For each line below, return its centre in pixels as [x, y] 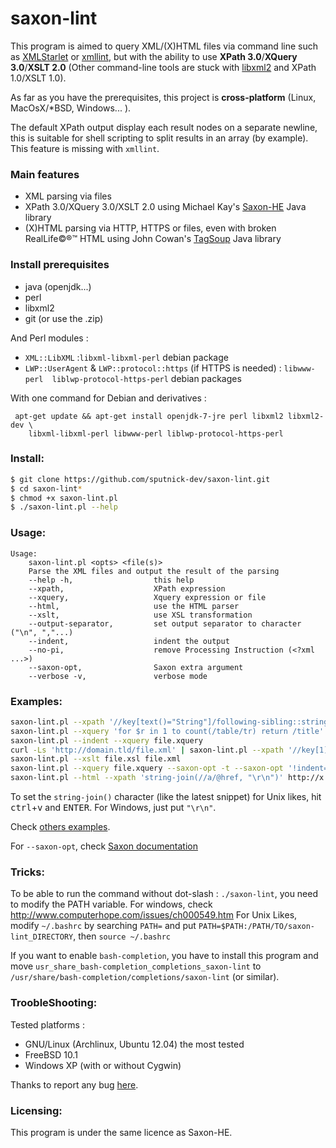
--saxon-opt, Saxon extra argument [136, 667]
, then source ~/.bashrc [122, 936]
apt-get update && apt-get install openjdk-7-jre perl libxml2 [149, 416]
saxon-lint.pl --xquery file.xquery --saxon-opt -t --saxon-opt [147, 768]
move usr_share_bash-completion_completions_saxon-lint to [136, 966]
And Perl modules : [49, 338]
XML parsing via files [68, 196]
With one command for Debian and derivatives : [108, 398]
